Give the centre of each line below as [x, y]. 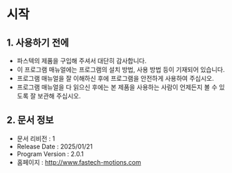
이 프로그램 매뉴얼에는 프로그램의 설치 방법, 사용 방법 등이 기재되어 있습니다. [121, 70]
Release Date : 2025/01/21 [54, 146]
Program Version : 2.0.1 [50, 154]
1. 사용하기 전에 [38, 43]
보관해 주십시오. [59, 96]
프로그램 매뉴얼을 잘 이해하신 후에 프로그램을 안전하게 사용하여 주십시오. [115, 78]
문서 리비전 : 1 [36, 139]
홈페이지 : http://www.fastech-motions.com [79, 162]
